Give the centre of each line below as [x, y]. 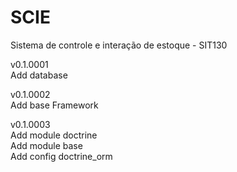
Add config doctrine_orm [61, 156]
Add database [39, 75]
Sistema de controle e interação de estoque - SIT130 [119, 45]
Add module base [46, 145]
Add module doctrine [54, 135]
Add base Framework [54, 105]
